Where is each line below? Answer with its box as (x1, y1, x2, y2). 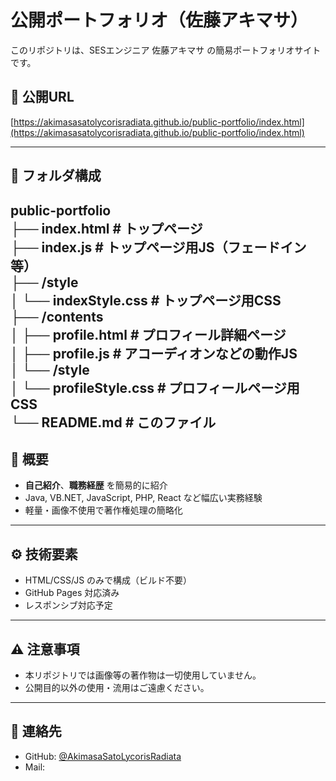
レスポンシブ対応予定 (24, 599, 113, 611)
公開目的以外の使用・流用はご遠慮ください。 (24, 681, 210, 693)
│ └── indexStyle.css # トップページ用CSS (10, 292, 282, 309)
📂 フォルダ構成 (10, 167, 102, 185)
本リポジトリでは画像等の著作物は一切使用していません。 (24, 669, 262, 681)
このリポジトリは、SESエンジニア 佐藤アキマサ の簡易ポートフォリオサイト (10, 44, 322, 56)
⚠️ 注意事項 (10, 641, 80, 658)
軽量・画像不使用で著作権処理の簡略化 (24, 504, 183, 516)
